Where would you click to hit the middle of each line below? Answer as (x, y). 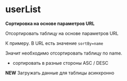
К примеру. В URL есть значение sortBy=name (54, 43)
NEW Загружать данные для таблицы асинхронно (60, 73)
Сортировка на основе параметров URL (50, 23)
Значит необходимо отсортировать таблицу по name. (64, 53)
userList (23, 9)
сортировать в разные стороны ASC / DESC (60, 63)
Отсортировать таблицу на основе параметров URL (62, 33)
